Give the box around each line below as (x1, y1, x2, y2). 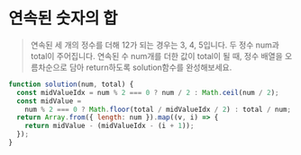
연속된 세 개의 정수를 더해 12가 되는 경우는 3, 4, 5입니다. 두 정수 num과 (30, 39, 280, 50)
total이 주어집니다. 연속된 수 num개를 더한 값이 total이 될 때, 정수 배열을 (30, 50, 283, 61)
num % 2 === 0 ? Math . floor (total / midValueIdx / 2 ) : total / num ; (24, 105, 292, 114)
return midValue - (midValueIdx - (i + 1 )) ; (24, 122, 195, 131)
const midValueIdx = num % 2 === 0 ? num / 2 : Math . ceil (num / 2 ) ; (16, 88, 279, 97)
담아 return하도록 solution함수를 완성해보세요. (69, 62, 233, 73)
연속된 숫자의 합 (8, 8, 118, 29)
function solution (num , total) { (8, 80, 134, 89)
